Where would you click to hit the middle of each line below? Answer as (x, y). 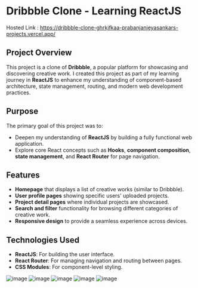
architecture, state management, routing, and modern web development (95, 86)
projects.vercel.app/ (31, 33)
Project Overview (39, 53)
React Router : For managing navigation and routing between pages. (98, 261)
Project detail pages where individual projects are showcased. (92, 202)
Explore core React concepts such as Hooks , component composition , (103, 150)
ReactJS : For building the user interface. (65, 255)
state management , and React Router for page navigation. (87, 156)
